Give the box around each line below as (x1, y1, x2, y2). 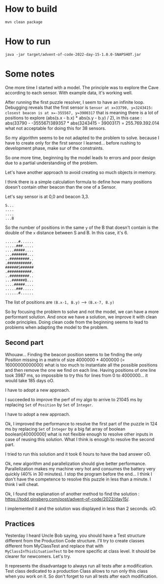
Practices (5, 520, 35, 528)
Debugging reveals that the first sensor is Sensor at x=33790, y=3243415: (5, 104, 153, 110)
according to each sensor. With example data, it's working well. (5, 90, 133, 96)
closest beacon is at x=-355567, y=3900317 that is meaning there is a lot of (5, 109, 159, 116)
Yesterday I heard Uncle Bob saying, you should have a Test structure (5, 533, 146, 538)
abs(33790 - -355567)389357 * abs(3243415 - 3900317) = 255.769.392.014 (5, 120, 160, 126)
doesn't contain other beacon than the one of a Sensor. (5, 184, 117, 190)
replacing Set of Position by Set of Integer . (5, 402, 93, 408)
